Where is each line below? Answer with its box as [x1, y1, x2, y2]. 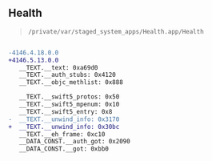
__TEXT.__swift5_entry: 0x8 [18, 107, 113, 115]
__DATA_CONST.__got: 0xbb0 [18, 145, 110, 153]
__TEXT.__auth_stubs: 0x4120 [18, 71, 116, 79]
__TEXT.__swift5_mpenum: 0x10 [18, 100, 120, 109]
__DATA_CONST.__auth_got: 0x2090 [18, 138, 130, 146]
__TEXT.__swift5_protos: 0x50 [18, 93, 120, 101]
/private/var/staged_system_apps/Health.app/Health [27, 27, 204, 35]
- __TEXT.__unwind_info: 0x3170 [8, 115, 120, 123]
